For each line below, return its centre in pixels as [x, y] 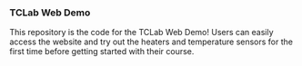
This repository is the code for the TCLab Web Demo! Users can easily [142, 33]
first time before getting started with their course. [102, 52]
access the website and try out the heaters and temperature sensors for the [151, 42]
